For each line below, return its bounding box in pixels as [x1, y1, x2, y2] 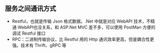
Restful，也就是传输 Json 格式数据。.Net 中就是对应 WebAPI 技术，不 [12, 18, 151, 24]
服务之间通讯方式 [5, 4, 56, 13]
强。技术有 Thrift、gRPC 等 [12, 42, 66, 48]
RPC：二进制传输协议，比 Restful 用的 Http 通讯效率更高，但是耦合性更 [12, 36, 154, 42]
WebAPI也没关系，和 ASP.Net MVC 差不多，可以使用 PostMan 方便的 [17, 24, 156, 30]
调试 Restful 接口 [12, 30, 46, 36]
